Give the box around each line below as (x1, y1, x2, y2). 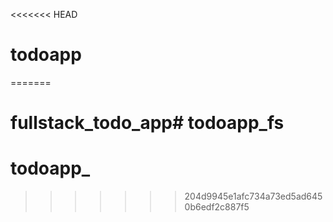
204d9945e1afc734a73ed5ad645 (184, 190, 323, 203)
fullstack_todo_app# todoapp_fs (10, 112, 285, 134)
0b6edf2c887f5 (184, 201, 250, 213)
